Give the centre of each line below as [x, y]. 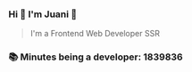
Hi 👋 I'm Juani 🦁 [43, 14]
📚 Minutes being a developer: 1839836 [96, 57]
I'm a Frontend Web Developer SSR [95, 34]
